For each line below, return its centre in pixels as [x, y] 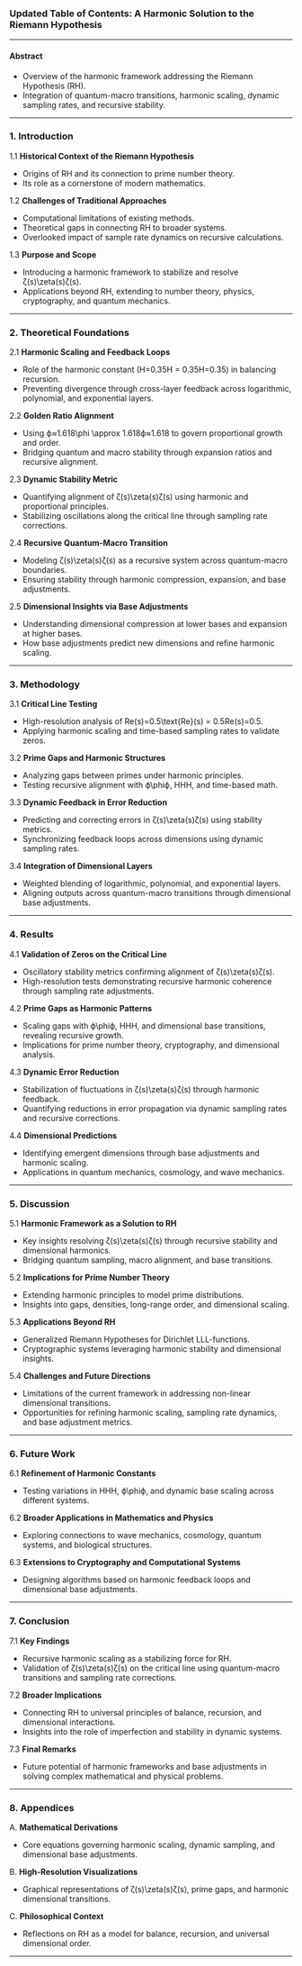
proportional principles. [66, 506]
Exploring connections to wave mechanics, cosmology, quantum [142, 1536]
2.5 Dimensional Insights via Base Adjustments [99, 607]
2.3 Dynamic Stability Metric [64, 479]
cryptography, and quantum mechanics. [96, 301]
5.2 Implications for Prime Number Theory [90, 1277]
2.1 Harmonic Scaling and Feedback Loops [90, 352]
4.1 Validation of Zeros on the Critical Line [89, 954]
